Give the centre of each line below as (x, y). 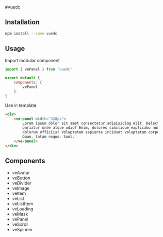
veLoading (23, 209)
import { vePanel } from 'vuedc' (39, 69)
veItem (19, 193)
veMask (20, 214)
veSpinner (22, 229)
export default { (23, 78)
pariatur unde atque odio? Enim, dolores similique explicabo (87, 128)
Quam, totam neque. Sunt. (49, 137)
